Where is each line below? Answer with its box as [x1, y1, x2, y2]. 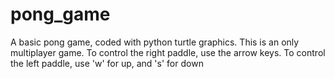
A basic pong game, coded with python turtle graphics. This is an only [10, 36, 300, 48]
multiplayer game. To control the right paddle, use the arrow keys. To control [10, 46, 326, 58]
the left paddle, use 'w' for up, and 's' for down [10, 57, 204, 69]
